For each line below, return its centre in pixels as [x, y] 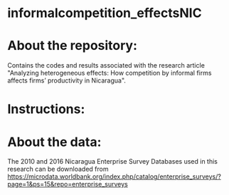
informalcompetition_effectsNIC [105, 13]
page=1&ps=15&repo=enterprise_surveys [68, 184]
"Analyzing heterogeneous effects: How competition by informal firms [110, 73]
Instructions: [46, 109]
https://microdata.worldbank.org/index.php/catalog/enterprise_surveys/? [114, 176]
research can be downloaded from [58, 169]
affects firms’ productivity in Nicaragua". [67, 80]
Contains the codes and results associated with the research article [106, 65]
